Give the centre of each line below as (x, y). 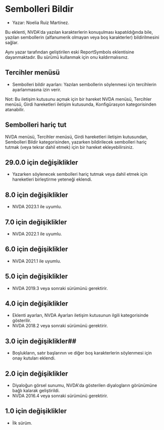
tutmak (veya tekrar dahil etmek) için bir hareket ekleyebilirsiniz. (69, 147)
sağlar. (12, 42)
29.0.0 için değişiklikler (42, 162)
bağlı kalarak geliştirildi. (36, 391)
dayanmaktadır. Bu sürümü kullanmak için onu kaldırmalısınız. (67, 57)
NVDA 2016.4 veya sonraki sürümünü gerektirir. (60, 396)
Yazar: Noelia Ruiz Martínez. (41, 23)
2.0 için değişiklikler (37, 373)
